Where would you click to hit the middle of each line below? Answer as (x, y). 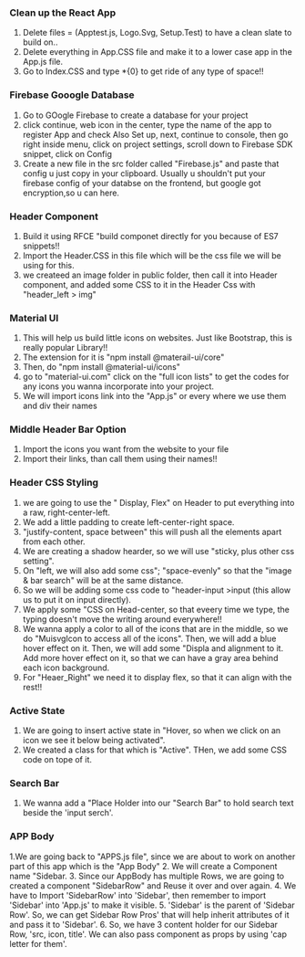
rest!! (32, 687)
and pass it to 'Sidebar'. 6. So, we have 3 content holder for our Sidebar (144, 924)
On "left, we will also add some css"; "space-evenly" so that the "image (157, 570)
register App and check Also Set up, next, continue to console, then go (155, 134)
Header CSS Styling (54, 483)
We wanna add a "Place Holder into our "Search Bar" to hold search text (158, 803)
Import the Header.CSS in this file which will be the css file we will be (152, 255)
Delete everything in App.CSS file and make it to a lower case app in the (158, 52)
